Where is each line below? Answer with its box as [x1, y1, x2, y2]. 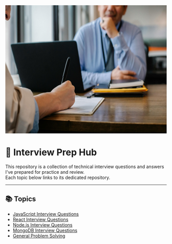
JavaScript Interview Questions [12, 211, 79, 217]
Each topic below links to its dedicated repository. [5, 174, 111, 180]
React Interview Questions [12, 216, 69, 222]
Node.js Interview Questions [12, 221, 73, 228]
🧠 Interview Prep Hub [5, 147, 97, 158]
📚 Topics [5, 195, 36, 204]
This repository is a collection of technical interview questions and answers [5, 164, 164, 170]
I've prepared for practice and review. [5, 169, 85, 175]
